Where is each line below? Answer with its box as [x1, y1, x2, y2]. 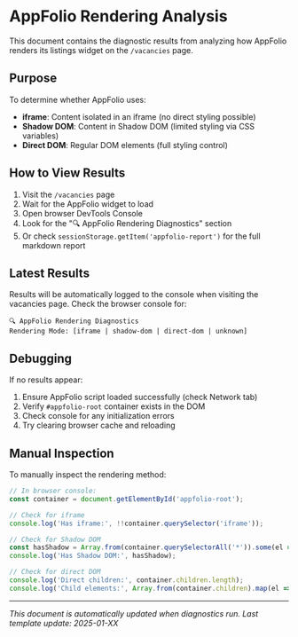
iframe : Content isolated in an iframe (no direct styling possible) [21, 111, 256, 122]
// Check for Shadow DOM [9, 535, 101, 544]
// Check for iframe [9, 510, 86, 520]
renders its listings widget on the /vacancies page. [9, 44, 193, 55]
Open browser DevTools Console [21, 208, 144, 218]
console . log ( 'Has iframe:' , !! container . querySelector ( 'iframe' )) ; [9, 519, 264, 528]
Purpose [9, 71, 58, 86]
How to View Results [9, 166, 126, 181]
